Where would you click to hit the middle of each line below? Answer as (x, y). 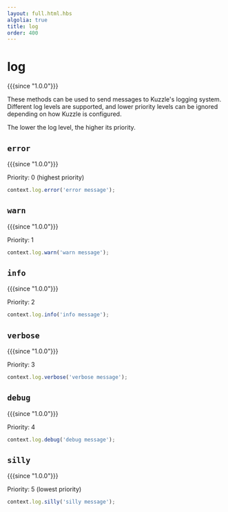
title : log (23, 26)
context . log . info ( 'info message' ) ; (58, 315)
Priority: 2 (21, 302)
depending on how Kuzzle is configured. (64, 114)
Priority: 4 (21, 427)
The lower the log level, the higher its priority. (71, 128)
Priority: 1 (21, 239)
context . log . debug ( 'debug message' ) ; (61, 440)
